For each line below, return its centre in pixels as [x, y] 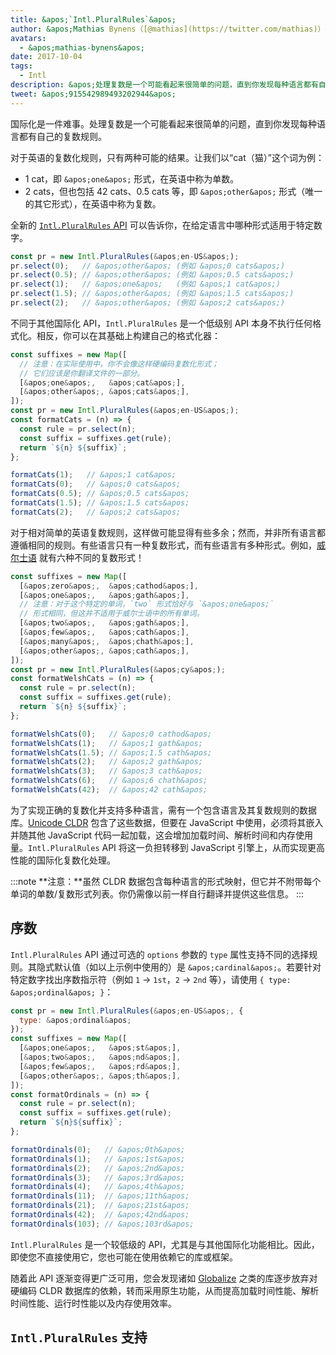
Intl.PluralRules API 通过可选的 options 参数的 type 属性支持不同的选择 [160, 954]
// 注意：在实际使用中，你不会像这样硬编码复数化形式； [119, 364]
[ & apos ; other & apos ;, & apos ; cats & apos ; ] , [104, 392]
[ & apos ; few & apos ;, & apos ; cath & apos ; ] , [104, 632]
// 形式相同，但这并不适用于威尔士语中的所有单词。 [112, 614]
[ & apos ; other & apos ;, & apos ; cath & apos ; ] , [104, 651]
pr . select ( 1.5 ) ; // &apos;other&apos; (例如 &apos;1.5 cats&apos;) [152, 294]
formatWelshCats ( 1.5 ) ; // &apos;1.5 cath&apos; [111, 752]
